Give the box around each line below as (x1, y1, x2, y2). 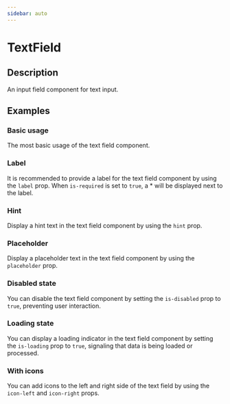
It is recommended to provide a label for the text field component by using (7, 174, 218, 182)
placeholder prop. (7, 262, 58, 270)
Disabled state (7, 279, 56, 289)
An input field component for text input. (7, 85, 119, 93)
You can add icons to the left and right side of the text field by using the (7, 382, 210, 390)
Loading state (7, 319, 54, 328)
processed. (7, 348, 39, 357)
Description (7, 67, 58, 79)
